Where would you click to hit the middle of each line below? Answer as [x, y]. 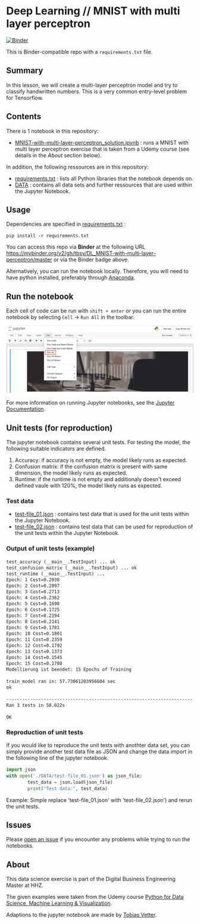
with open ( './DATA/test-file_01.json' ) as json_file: [74, 776]
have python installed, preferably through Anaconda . [71, 278]
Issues [19, 825]
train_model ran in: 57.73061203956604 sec [61, 681]
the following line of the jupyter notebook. [57, 758]
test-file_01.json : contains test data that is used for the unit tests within [102, 514]
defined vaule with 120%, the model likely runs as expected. [88, 486]
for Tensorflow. [25, 97]
